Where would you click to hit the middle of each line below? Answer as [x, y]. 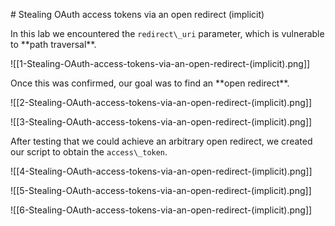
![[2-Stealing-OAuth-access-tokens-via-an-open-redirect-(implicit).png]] [161, 102]
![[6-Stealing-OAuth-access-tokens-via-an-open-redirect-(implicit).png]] [161, 210]
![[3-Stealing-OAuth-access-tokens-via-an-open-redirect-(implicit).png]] [161, 122]
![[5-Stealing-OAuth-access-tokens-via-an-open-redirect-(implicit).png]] [161, 190]
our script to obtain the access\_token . [89, 152]
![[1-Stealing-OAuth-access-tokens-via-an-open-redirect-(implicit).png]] [160, 63]
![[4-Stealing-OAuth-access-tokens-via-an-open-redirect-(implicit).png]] [161, 171]
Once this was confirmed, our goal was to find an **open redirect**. [150, 83]
